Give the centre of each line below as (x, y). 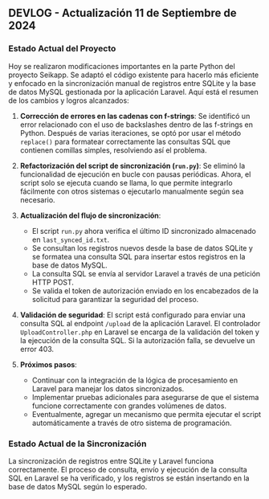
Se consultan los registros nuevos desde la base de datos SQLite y (142, 247)
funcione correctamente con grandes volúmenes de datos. (129, 406)
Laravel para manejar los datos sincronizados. (108, 388)
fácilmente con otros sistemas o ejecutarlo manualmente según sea (132, 191)
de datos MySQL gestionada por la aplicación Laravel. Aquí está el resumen (133, 92)
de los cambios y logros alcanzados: (69, 100)
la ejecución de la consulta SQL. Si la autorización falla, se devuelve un (137, 340)
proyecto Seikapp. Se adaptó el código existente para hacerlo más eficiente (134, 75)
